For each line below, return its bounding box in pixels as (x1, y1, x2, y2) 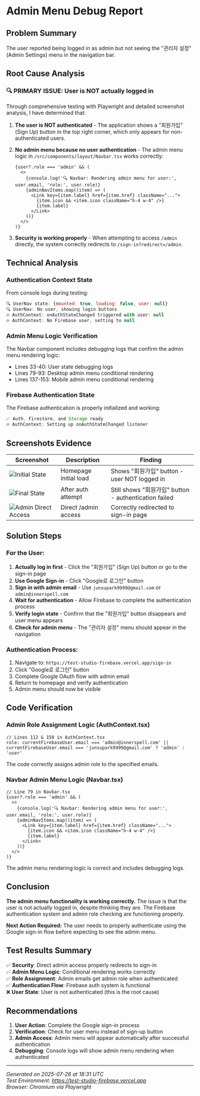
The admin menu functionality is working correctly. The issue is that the (6, 898, 187, 905)
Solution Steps (6, 531, 62, 541)
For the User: (6, 549, 45, 557)
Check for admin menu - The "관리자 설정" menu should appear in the (14, 623, 186, 631)
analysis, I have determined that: (6, 109, 86, 116)
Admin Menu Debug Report (6, 4, 143, 18)
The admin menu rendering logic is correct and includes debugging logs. (6, 865, 185, 871)
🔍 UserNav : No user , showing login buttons (6, 307, 117, 313)
